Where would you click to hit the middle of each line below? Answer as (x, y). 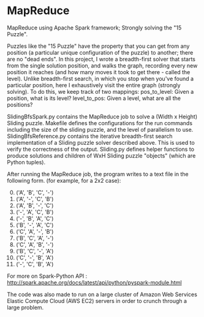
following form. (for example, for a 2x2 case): (64, 180)
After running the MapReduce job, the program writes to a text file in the (98, 174)
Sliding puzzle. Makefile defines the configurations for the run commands (100, 123)
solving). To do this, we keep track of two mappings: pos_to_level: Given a (100, 91)
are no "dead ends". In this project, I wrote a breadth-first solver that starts (101, 59)
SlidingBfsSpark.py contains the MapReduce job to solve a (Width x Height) (102, 116)
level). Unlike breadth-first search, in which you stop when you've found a (100, 78)
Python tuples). (26, 162)
